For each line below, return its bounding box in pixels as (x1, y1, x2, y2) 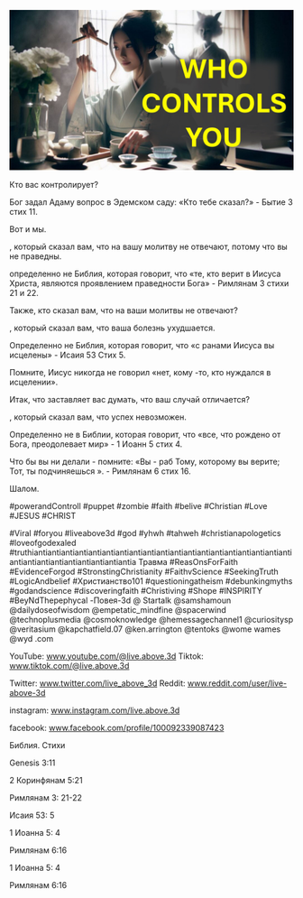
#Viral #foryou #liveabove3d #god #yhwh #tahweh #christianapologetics (9, 527, 281, 538)
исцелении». (9, 376, 59, 387)
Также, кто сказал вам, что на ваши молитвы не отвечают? (9, 304, 239, 316)
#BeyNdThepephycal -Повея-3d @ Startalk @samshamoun (9, 595, 232, 606)
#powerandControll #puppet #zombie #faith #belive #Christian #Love (9, 500, 268, 511)
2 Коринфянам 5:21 (9, 774, 83, 785)
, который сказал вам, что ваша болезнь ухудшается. (9, 322, 216, 333)
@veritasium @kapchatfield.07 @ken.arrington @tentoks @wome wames (9, 624, 281, 634)
